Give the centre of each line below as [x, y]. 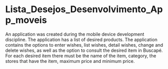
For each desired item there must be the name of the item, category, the [81, 56]
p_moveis [26, 20]
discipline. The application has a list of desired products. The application [81, 40]
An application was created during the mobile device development [75, 34]
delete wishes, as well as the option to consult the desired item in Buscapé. [84, 50]
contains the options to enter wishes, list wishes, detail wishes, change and [84, 45]
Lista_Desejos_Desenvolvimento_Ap [84, 9]
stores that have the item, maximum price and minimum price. [70, 61]
